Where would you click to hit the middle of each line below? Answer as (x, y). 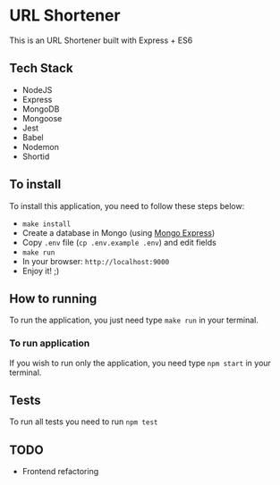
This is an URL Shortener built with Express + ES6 (101, 40)
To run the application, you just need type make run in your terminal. (134, 320)
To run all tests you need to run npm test (84, 422)
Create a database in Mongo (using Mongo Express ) (119, 232)
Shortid (36, 156)
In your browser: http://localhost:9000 (96, 261)
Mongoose (42, 118)
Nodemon (41, 146)
